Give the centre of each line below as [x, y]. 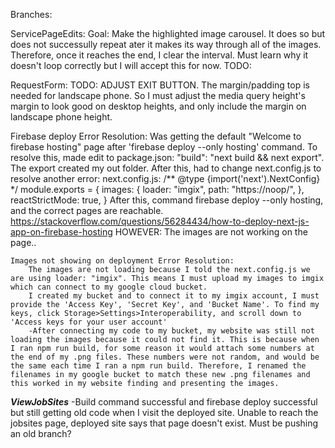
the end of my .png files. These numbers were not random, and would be [165, 357]
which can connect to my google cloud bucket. [109, 287]
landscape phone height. [61, 117]
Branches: [31, 14]
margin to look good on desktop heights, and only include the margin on [158, 106]
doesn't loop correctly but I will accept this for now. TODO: [131, 65]
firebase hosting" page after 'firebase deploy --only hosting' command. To [164, 147]
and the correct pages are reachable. [87, 210]
